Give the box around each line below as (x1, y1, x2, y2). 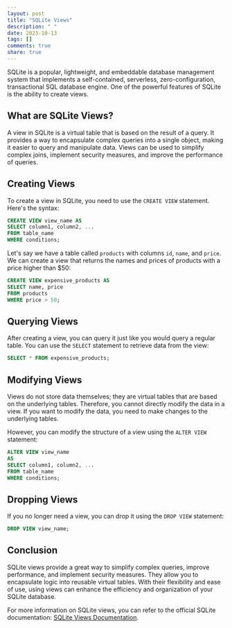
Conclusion (7, 545, 58, 557)
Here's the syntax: (7, 204, 60, 212)
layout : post (7, 10, 45, 17)
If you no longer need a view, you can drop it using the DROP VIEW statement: (7, 512, 224, 521)
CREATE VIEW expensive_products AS (7, 277, 110, 284)
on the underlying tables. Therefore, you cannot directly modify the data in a (7, 400, 225, 408)
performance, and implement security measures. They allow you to (7, 570, 199, 579)
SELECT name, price (7, 284, 64, 290)
